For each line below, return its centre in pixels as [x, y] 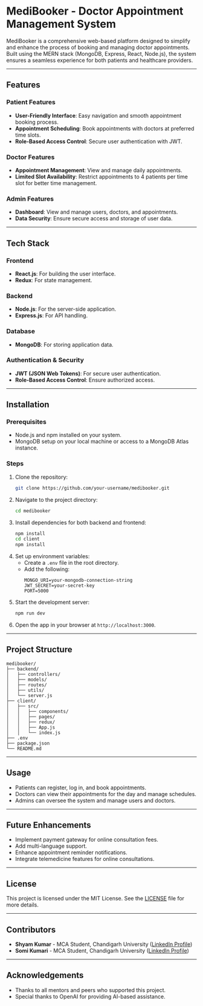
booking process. [37, 122]
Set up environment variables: [52, 556]
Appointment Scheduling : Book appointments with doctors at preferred [105, 128]
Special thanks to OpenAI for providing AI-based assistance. [90, 996]
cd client [27, 539]
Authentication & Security [45, 360]
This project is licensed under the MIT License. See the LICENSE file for [95, 899]
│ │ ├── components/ [37, 711]
